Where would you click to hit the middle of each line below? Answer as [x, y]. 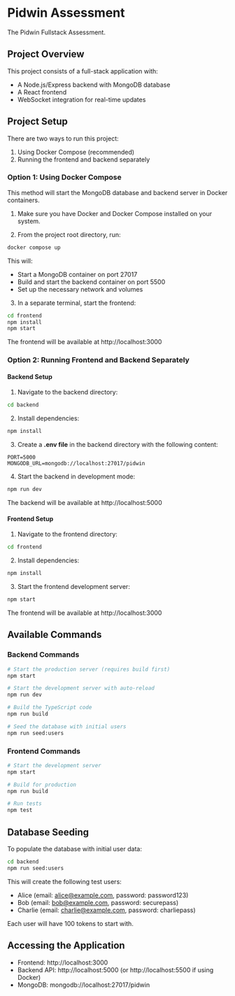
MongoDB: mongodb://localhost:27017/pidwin [84, 985]
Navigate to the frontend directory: [67, 534]
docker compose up [34, 247]
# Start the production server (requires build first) [89, 669]
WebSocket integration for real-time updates [81, 99]
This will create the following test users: [65, 881]
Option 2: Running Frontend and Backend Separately [99, 360]
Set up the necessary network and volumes [80, 289]
